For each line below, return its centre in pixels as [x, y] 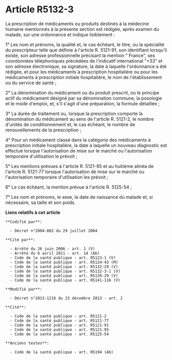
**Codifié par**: [24, 222]
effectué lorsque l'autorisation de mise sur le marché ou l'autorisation [79, 150]
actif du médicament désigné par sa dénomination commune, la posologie [84, 98]
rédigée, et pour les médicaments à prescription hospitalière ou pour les [82, 72]
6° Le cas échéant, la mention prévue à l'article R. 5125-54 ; [69, 187]
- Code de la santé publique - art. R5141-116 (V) [65, 280]
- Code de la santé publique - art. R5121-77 [60, 320]
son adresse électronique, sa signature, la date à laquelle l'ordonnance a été [86, 66]
